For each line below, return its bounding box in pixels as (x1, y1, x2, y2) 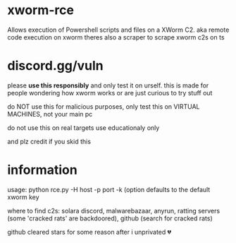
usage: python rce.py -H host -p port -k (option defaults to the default (7, 185, 211, 194)
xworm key (7, 193, 40, 201)
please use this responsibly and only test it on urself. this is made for (7, 81, 209, 90)
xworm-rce (7, 2, 74, 18)
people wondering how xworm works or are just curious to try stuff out (7, 88, 213, 97)
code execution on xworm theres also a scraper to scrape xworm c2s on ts (7, 32, 225, 41)
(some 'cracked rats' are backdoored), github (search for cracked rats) (7, 214, 213, 223)
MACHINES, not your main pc (7, 109, 93, 118)
